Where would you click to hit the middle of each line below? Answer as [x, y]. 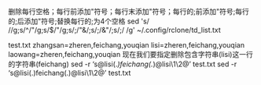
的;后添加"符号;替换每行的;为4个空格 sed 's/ [79, 21]
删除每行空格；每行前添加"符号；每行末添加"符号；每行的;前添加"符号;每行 [129, 11]
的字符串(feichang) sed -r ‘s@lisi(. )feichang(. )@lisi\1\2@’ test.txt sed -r [123, 64]
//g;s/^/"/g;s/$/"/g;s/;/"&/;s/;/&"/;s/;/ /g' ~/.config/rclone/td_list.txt [115, 30]
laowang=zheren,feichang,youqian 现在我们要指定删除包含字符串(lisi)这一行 [130, 54]
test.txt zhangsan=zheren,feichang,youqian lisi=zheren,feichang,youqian [127, 45]
